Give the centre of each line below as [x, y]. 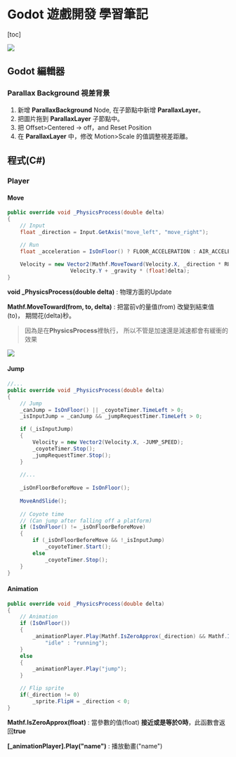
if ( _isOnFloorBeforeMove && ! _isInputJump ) [99, 541]
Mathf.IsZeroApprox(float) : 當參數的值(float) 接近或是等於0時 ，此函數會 [113, 722]
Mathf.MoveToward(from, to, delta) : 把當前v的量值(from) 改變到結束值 [111, 306]
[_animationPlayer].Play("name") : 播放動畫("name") [85, 746]
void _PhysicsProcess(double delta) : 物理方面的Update [90, 292]
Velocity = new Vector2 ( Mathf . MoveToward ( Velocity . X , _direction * [120, 264]
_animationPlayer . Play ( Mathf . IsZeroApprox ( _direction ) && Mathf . [130, 637]
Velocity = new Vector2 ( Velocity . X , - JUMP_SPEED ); [108, 442]
